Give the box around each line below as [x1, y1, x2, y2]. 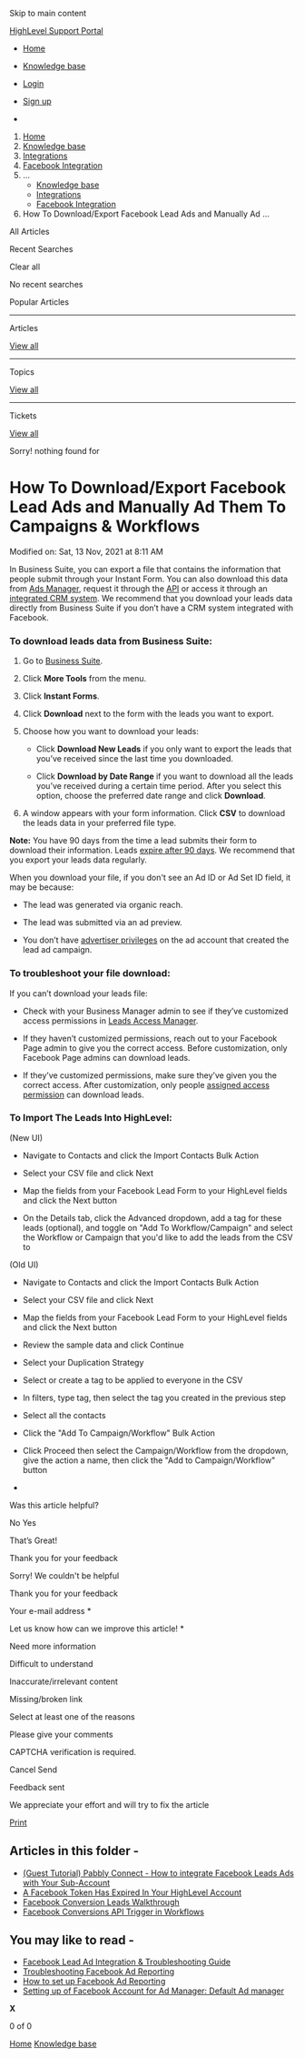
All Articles [9, 227, 50, 237]
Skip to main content [9, 8, 87, 18]
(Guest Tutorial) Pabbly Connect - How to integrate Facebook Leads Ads [22, 1867, 295, 1878]
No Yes [9, 1517, 36, 1528]
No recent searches [9, 279, 84, 289]
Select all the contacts [22, 1409, 106, 1420]
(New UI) [9, 1132, 44, 1143]
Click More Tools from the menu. [22, 673, 147, 684]
